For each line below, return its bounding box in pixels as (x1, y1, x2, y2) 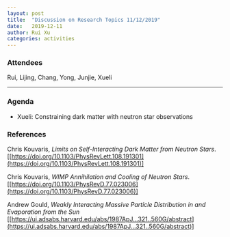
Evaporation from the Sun (7, 208, 80, 216)
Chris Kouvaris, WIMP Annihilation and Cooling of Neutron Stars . (7, 173, 190, 181)
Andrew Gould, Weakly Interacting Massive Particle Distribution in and (7, 201, 206, 209)
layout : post (7, 10, 44, 17)
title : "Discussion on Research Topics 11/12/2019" (7, 16, 161, 23)
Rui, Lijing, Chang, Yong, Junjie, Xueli (7, 73, 112, 82)
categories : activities (7, 36, 75, 42)
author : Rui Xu (7, 29, 51, 36)
